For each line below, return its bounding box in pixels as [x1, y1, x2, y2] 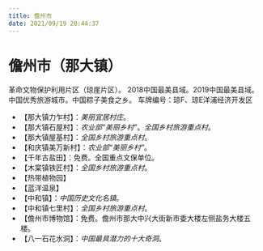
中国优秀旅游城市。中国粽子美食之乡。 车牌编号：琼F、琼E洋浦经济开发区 [8, 95, 253, 105]
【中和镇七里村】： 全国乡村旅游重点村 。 [19, 203, 152, 213]
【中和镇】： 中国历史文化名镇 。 [19, 194, 124, 203]
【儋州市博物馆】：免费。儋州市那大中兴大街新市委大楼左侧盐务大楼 [19, 214, 244, 223]
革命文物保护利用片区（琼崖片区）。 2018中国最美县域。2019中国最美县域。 [8, 85, 259, 95]
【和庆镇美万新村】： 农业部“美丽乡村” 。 [19, 143, 152, 152]
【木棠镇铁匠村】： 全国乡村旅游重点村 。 [19, 163, 152, 172]
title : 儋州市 [8, 11, 53, 20]
